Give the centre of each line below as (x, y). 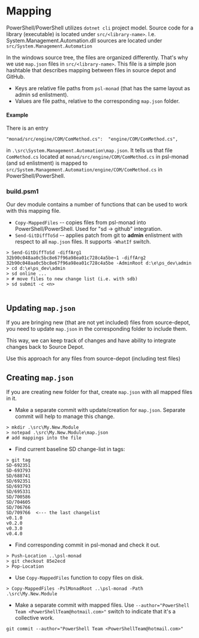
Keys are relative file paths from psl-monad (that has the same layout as (102, 88)
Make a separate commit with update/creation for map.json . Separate (100, 410)
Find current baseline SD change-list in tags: (70, 449)
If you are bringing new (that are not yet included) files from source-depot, (98, 322)
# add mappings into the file (44, 438)
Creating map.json (40, 377)
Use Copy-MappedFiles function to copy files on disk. (79, 578)
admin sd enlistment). (42, 94)
